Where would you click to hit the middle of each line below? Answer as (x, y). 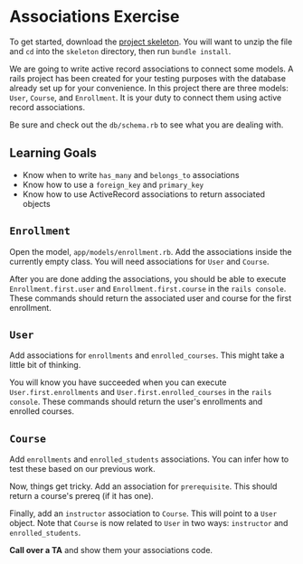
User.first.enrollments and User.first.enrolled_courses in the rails (141, 392)
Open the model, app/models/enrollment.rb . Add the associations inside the (151, 251)
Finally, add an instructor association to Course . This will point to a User (143, 513)
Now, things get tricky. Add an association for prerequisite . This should (143, 486)
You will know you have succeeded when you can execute (118, 382)
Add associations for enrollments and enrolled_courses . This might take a (147, 355)
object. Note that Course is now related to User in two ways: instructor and (149, 523)
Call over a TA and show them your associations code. (111, 550)
